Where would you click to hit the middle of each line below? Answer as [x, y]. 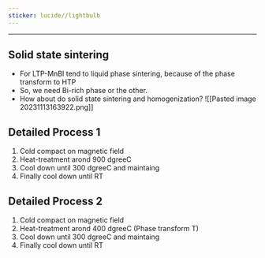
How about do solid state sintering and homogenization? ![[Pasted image [138, 99]
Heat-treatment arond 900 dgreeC [75, 159]
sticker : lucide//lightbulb [54, 15]
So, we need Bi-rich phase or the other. [84, 91]
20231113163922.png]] [56, 107]
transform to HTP [48, 82]
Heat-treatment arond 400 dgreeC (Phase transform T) [109, 229]
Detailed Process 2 [55, 201]
